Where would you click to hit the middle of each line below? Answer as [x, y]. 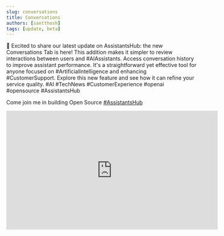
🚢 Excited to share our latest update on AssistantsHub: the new [85, 46]
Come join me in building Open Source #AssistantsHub [75, 103]
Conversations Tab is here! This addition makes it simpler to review [90, 53]
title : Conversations [34, 18]
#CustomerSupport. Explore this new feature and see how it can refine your [100, 78]
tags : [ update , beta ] [34, 29]
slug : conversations [32, 12]
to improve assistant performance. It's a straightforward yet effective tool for [101, 65]
